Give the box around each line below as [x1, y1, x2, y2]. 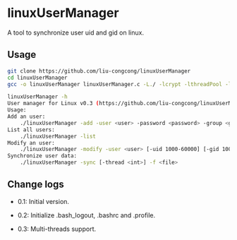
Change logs [7, 179, 65, 191]
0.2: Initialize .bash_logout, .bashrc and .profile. [17, 210, 156, 220]
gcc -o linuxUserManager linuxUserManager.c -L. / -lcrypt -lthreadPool [7, 80, 222, 88]
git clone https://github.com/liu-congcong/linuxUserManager [7, 67, 191, 75]
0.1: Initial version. [17, 197, 69, 205]
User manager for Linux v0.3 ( [7, 100, 99, 107]
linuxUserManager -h [7, 93, 68, 100]
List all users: [7, 126, 55, 133]
